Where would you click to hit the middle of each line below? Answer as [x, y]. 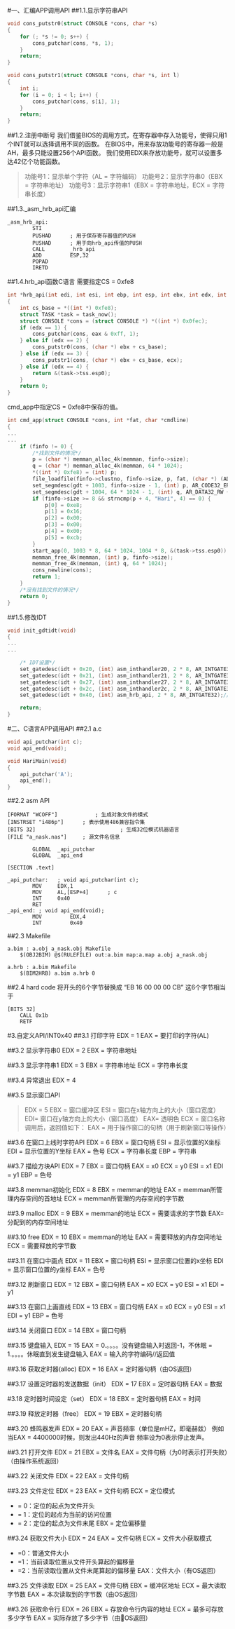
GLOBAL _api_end [57, 856]
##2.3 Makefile [29, 936]
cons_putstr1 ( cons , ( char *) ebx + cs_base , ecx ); [108, 360]
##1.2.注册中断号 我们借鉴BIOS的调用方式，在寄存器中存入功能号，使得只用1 [117, 135]
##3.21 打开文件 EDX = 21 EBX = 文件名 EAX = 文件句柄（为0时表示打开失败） [117, 1452]
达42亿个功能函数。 [36, 162]
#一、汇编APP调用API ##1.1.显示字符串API [67, 10]
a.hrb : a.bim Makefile [42, 967]
